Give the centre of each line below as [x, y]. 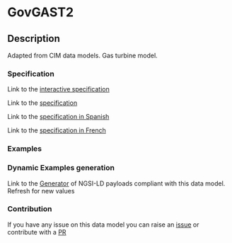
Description [34, 39]
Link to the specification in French [57, 130]
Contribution [30, 209]
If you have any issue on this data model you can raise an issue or [103, 225]
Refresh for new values [41, 191]
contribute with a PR [37, 232]
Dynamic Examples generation [61, 168]
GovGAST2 [41, 12]
